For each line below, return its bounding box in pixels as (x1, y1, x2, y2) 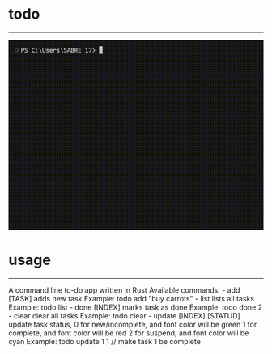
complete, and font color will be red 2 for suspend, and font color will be (8, 328, 249, 338)
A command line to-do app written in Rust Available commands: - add (8, 285, 240, 295)
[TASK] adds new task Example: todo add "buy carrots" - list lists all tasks (8, 294, 255, 304)
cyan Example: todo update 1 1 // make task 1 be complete (8, 337, 201, 347)
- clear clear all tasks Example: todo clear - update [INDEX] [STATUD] (8, 311, 240, 321)
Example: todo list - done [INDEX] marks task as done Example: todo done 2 (8, 302, 263, 312)
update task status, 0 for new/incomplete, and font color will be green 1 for (8, 320, 257, 330)
